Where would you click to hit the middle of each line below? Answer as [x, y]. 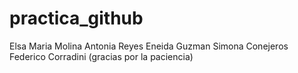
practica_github [76, 18]
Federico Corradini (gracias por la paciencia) [101, 56]
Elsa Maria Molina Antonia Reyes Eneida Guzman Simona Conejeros [149, 46]
